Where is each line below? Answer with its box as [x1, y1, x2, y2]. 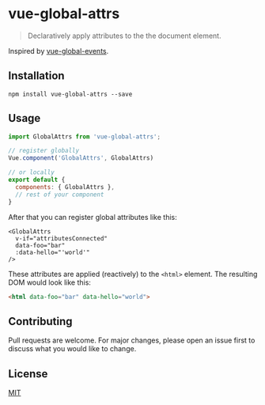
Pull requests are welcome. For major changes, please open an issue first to [8, 335, 256, 345]
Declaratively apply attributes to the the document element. [27, 31, 221, 40]
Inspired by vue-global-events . [8, 46, 109, 55]
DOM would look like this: [8, 278, 91, 287]
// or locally [8, 168, 55, 176]
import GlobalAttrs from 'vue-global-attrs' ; [8, 132, 161, 141]
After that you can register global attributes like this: [8, 212, 177, 221]
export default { [8, 176, 66, 184]
